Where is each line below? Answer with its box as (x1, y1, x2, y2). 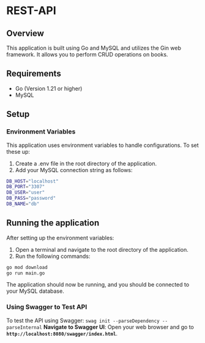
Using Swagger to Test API (6, 303, 88, 311)
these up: (6, 148, 31, 155)
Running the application (6, 218, 100, 228)
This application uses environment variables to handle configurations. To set (6, 141, 199, 149)
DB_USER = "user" (6, 189, 45, 196)
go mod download (6, 264, 48, 270)
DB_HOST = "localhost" (6, 178, 59, 184)
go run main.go (6, 270, 45, 276)
